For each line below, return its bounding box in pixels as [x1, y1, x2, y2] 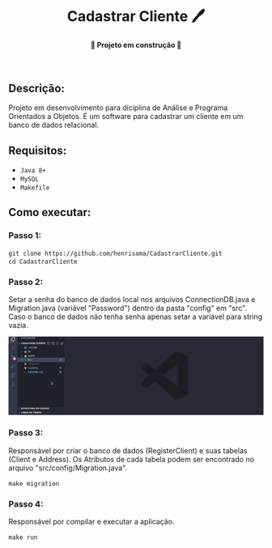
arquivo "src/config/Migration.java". [8, 463, 128, 473]
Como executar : [8, 206, 91, 219]
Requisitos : [8, 143, 67, 157]
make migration [8, 479, 60, 487]
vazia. [8, 321, 28, 329]
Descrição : [8, 81, 65, 95]
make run [8, 533, 38, 542]
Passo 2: [8, 276, 43, 287]
